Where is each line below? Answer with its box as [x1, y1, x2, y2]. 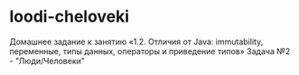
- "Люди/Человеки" [9, 55, 86, 66]
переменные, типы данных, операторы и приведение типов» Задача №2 [9, 45, 291, 56]
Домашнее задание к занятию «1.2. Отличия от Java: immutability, [9, 36, 264, 47]
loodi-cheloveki [9, 6, 129, 27]
